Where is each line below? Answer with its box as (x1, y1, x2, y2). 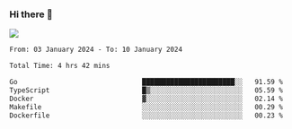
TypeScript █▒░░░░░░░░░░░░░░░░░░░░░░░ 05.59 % (9, 85, 283, 95)
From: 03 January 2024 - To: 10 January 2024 (9, 45, 182, 55)
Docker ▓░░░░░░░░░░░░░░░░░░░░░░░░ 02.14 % (9, 94, 283, 103)
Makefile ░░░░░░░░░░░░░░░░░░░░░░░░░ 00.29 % (9, 102, 283, 111)
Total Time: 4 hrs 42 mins (9, 62, 111, 71)
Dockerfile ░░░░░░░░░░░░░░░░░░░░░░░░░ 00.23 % (9, 111, 283, 120)
